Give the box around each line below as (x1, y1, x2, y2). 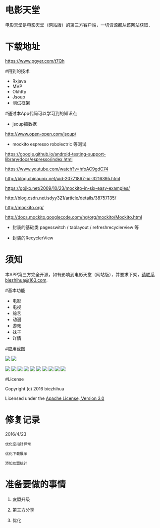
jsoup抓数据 (12, 121, 37, 127)
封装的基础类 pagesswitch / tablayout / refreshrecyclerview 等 (12, 224, 139, 230)
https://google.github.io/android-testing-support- (5, 151, 106, 157)
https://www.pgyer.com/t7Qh (5, 58, 65, 64)
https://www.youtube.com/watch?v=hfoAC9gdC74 (5, 166, 108, 172)
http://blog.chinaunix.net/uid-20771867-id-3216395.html (5, 175, 120, 181)
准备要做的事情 (5, 479, 66, 490)
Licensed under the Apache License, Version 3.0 (5, 395, 105, 401)
